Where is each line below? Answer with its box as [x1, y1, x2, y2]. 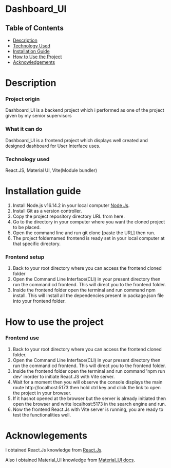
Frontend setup [5, 253, 45, 261]
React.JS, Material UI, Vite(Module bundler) [5, 167, 98, 174]
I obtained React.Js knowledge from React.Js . [5, 446, 103, 453]
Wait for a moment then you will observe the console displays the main [12, 379, 163, 385]
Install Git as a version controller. [12, 208, 82, 214]
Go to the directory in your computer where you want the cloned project [12, 219, 165, 225]
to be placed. [12, 224, 41, 231]
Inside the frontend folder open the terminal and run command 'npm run [12, 368, 165, 374]
